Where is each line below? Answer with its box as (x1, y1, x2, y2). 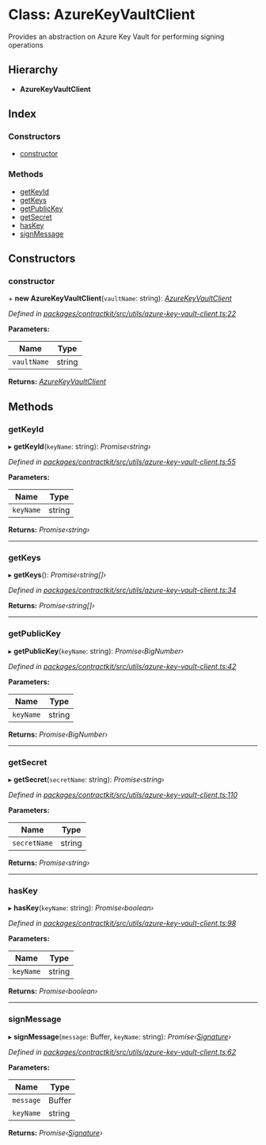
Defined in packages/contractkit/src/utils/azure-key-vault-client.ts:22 (8, 309, 236, 319)
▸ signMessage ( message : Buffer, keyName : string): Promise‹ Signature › (8, 1032, 232, 1041)
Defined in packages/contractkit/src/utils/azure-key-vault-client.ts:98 (8, 918, 237, 929)
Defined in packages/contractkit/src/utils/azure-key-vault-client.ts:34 (8, 585, 237, 595)
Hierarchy (8, 63, 59, 77)
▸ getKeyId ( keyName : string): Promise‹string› (8, 442, 151, 451)
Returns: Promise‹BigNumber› (8, 730, 108, 739)
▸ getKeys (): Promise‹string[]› (8, 570, 107, 580)
